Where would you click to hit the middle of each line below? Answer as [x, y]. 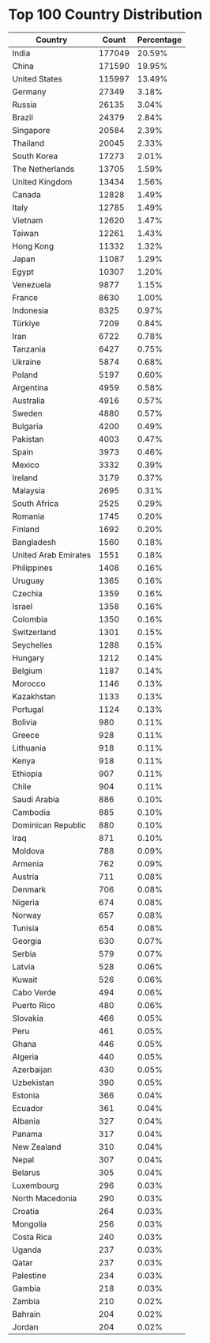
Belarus [26, 1172]
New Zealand [37, 1147]
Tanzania [29, 348]
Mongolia [30, 1223]
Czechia [28, 593]
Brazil [23, 117]
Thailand [28, 143]
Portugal [28, 709]
